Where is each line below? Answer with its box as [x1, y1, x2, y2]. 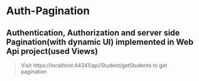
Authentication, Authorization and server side [6, 28, 180, 38]
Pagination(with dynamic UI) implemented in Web [6, 37, 194, 47]
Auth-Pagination [6, 4, 90, 18]
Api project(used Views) [6, 46, 98, 56]
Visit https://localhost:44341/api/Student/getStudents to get [20, 62, 168, 69]
